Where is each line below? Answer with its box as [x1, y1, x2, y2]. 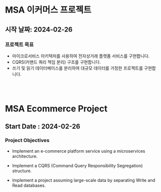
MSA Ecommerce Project [5, 103, 108, 114]
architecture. [12, 153, 38, 159]
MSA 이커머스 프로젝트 [5, 4, 92, 16]
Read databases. [12, 182, 46, 188]
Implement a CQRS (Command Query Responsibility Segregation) [12, 162, 143, 168]
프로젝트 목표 [5, 41, 34, 48]
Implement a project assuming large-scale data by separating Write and [12, 177, 156, 183]
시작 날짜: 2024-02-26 [5, 25, 73, 34]
